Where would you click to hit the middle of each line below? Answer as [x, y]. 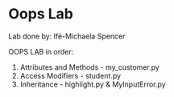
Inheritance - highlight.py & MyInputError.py [93, 84]
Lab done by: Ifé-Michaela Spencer [67, 36]
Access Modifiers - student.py [70, 75]
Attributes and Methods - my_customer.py [89, 67]
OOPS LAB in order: [41, 51]
